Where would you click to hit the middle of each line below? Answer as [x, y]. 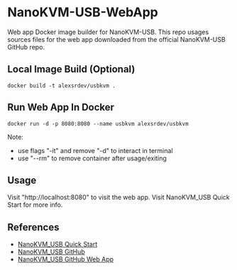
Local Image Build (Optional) [71, 69]
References [33, 227]
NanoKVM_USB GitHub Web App [66, 259]
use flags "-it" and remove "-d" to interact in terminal [95, 150]
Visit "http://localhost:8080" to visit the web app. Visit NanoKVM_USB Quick [118, 197]
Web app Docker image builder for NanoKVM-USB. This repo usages [108, 32]
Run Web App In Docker [61, 107]
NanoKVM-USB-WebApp [83, 12]
